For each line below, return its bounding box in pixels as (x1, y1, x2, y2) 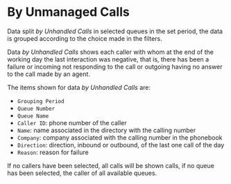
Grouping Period (17, 98, 65, 104)
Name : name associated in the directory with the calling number (17, 126, 196, 134)
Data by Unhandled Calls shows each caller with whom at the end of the (7, 48, 214, 56)
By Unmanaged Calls (7, 4, 130, 20)
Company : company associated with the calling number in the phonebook (17, 133, 223, 142)
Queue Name (17, 112, 49, 120)
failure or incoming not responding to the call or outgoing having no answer (7, 62, 223, 71)
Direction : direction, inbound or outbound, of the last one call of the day (17, 140, 225, 149)
